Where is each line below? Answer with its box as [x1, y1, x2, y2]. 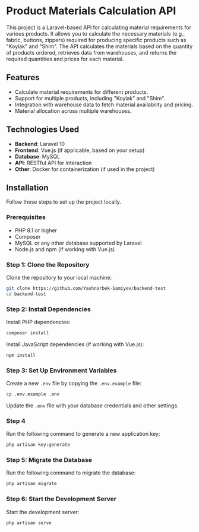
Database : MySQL [14, 153, 61, 160]
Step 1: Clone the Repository [6, 260, 90, 268]
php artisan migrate [6, 481, 58, 487]
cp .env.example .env [6, 391, 60, 397]
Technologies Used [6, 125, 79, 135]
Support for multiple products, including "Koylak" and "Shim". [14, 94, 166, 102]
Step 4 [6, 417, 26, 425]
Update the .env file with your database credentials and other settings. [6, 402, 179, 409]
